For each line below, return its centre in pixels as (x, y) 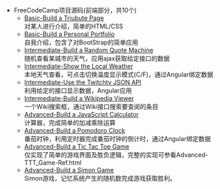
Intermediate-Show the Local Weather (78, 66)
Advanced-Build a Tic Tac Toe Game (77, 147)
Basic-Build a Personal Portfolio (69, 34)
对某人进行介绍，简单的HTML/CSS (74, 26)
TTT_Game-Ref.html (53, 163)
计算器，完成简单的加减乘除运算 (70, 123)
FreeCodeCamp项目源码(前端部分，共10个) (75, 10)
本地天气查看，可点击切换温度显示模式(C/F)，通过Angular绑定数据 (119, 74)
